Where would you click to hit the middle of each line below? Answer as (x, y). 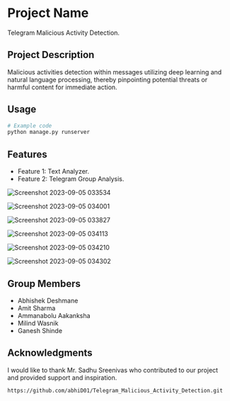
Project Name (48, 13)
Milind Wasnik (38, 323)
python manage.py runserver (49, 132)
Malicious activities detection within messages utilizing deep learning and (115, 72)
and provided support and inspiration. (62, 378)
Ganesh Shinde (40, 330)
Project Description (51, 55)
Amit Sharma (36, 308)
